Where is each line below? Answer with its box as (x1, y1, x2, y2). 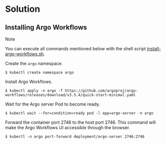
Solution (5, 3, 41, 15)
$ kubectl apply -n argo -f (5, 88, 63, 93)
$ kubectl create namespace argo (5, 70, 74, 75)
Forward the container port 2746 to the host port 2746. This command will (5, 119, 156, 125)
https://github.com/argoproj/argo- (65, 88, 138, 93)
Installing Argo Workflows (5, 23, 87, 32)
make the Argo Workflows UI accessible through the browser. (5, 125, 130, 130)
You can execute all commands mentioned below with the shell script (5, 46, 146, 51)
